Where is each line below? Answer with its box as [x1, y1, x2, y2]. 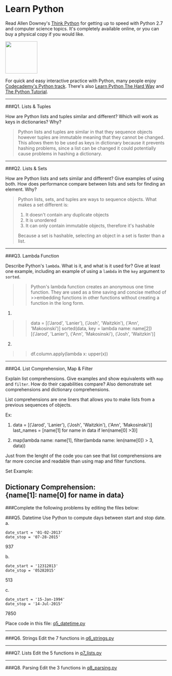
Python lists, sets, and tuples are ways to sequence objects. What [17, 196, 157, 202]
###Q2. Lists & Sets [5, 165, 48, 171]
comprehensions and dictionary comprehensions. [5, 386, 110, 392]
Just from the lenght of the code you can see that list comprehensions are [5, 452, 162, 459]
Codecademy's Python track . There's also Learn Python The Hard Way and [5, 83, 164, 89]
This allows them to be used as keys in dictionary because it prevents [17, 139, 165, 145]
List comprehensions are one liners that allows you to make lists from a [5, 396, 155, 403]
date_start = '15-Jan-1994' [5, 597, 66, 602]
